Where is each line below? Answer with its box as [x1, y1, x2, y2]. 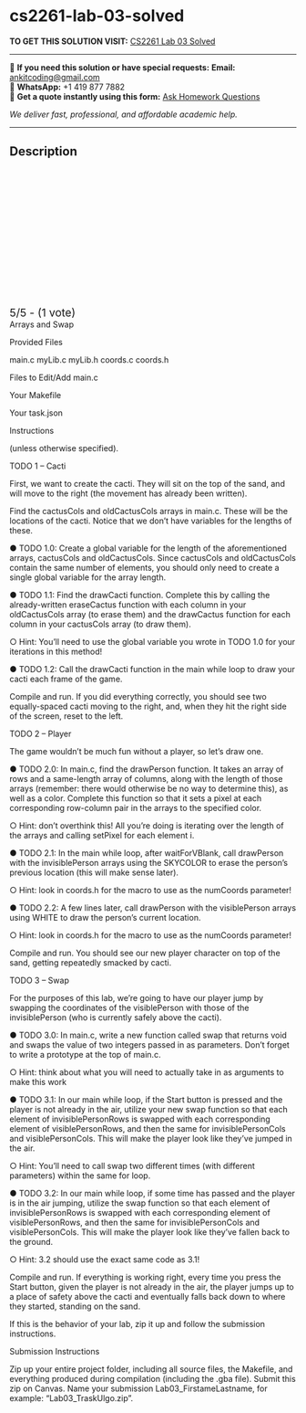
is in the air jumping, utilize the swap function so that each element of [9, 1197, 270, 1208]
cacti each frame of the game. [9, 673, 123, 684]
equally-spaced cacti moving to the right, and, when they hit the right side [9, 701, 287, 712]
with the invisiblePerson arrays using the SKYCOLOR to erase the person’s [9, 857, 289, 868]
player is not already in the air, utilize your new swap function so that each [9, 1103, 289, 1114]
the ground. [9, 1236, 54, 1247]
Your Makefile [9, 389, 62, 400]
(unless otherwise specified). [9, 442, 119, 453]
